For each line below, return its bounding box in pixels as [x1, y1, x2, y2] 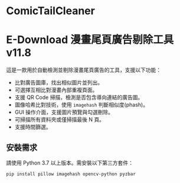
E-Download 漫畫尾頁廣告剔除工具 [6, 33, 174, 47]
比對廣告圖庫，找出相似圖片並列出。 [14, 79, 103, 86]
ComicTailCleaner [6, 4, 96, 18]
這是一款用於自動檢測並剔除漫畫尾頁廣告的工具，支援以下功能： [6, 66, 161, 73]
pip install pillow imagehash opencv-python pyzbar [6, 171, 136, 177]
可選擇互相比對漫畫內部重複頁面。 [14, 86, 98, 94]
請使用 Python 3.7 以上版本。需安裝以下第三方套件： [6, 159, 134, 166]
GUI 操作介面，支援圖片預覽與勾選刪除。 [14, 108, 114, 116]
